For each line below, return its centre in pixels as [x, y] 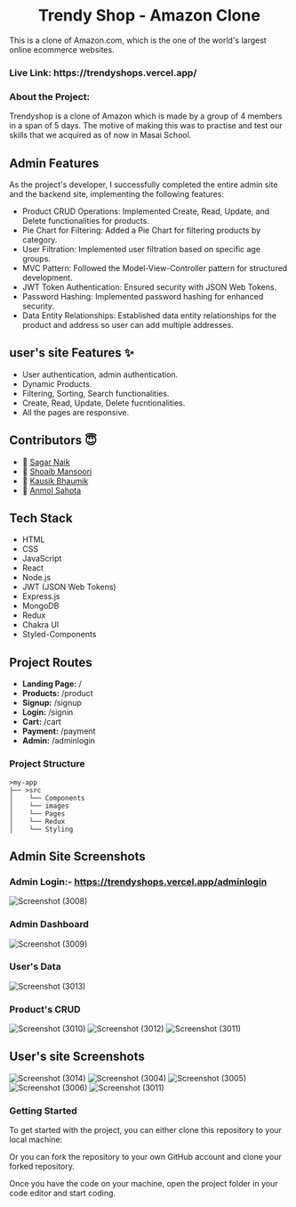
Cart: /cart [42, 722]
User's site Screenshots [77, 1057]
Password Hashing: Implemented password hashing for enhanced [143, 296]
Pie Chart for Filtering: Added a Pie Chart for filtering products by [141, 230]
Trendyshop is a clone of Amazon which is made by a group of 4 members [146, 116]
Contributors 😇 [53, 441]
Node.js [36, 578]
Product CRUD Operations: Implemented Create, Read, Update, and [145, 211]
